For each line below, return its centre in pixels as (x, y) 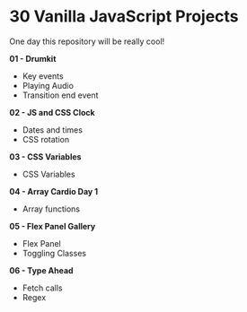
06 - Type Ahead (41, 270)
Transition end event (60, 95)
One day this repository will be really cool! (87, 41)
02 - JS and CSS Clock (53, 112)
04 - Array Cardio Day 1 (54, 191)
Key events (43, 76)
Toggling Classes (54, 253)
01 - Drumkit (33, 58)
